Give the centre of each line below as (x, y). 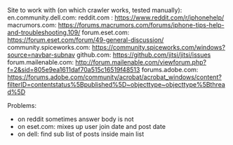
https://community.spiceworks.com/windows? (159, 47)
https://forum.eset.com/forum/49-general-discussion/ (86, 40)
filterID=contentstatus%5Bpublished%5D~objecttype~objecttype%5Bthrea (116, 84)
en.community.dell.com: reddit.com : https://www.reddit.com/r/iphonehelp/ (116, 18)
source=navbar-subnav (41, 55)
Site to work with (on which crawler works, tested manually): (95, 10)
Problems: (22, 105)
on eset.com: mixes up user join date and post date (92, 126)
